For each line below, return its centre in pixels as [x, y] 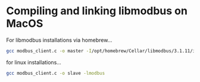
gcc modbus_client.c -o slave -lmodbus [56, 73]
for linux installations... [34, 62]
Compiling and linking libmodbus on [97, 11]
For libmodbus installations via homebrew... [59, 40]
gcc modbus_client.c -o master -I [49, 51]
